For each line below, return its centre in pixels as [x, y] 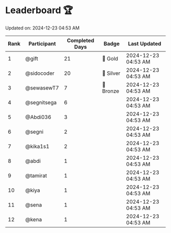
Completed [81, 40]
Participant [42, 43]
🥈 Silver [111, 73]
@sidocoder [40, 73]
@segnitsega [41, 102]
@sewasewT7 [42, 88]
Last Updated [145, 43]
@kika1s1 [37, 146]
